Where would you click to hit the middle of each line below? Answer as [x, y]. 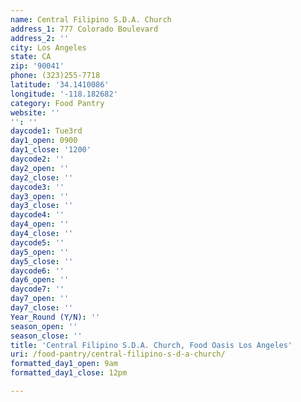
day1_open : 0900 [44, 141]
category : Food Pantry [57, 103]
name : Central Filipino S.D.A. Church [91, 19]
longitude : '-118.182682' [64, 94]
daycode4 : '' [37, 215]
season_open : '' [44, 326]
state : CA [31, 57]
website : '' [35, 112]
